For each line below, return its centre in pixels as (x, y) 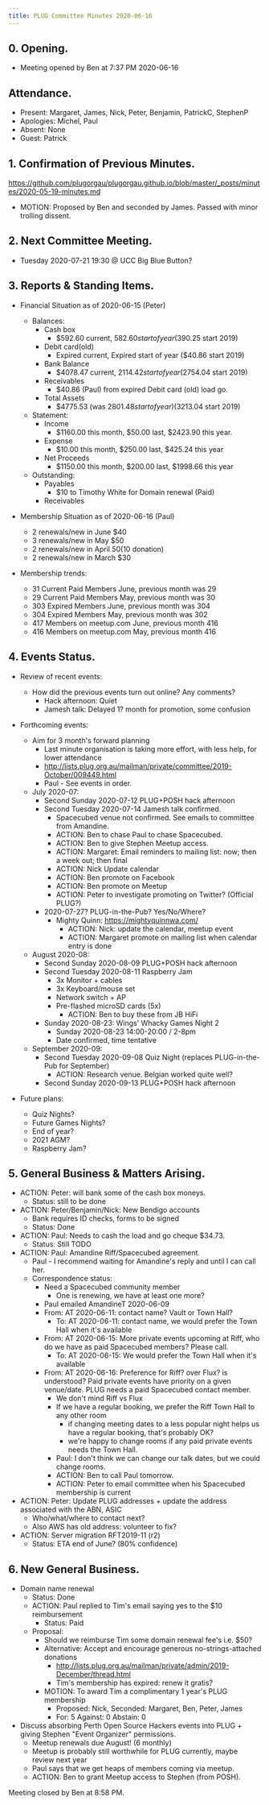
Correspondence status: (72, 1279)
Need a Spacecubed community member (112, 1287)
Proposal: (48, 1632)
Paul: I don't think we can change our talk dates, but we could (158, 1459)
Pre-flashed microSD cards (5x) (108, 1006)
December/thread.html (93, 1674)
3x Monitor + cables (89, 980)
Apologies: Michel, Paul (59, 121)
